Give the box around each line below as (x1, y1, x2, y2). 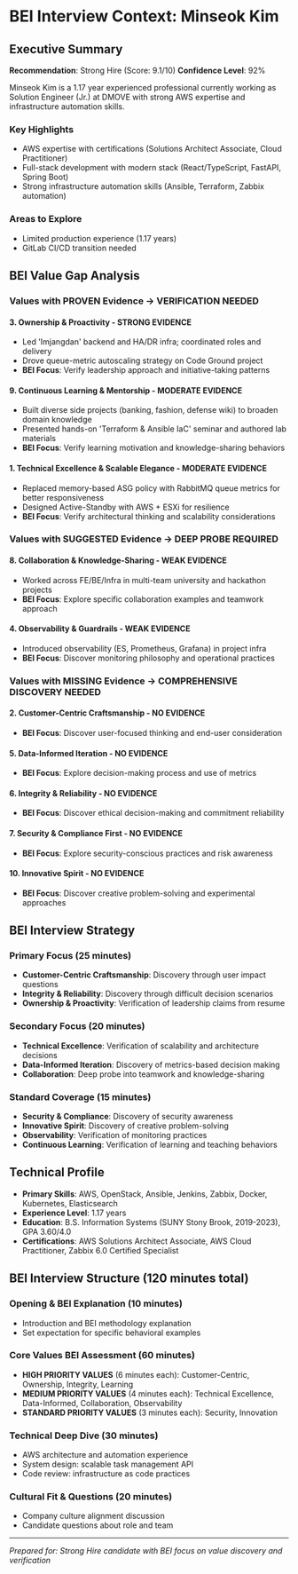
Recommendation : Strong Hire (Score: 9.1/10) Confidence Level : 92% (9, 65, 266, 75)
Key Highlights (9, 123, 74, 135)
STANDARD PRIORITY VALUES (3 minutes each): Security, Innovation (21, 1407, 278, 1418)
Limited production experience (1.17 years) (21, 233, 177, 243)
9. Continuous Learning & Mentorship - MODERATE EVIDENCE (9, 384, 242, 396)
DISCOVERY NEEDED (9, 685, 102, 698)
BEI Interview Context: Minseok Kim (9, 6, 279, 27)
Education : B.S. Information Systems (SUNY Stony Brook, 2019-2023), (21, 1216, 281, 1227)
